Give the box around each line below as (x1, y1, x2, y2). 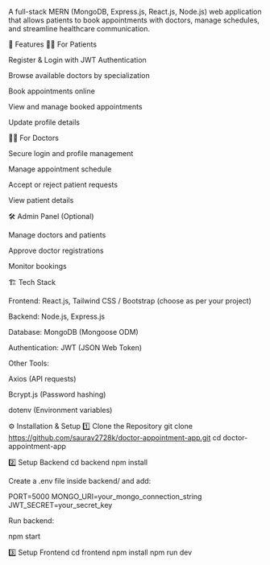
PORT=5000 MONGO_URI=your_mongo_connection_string (8, 492, 202, 501)
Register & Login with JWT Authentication (8, 56, 147, 64)
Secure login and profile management (8, 149, 134, 158)
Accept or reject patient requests (8, 180, 118, 189)
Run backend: (8, 516, 55, 526)
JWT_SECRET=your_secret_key (8, 501, 113, 509)
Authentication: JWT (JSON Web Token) (8, 343, 143, 353)
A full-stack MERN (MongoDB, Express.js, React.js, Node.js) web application (8, 7, 262, 16)
